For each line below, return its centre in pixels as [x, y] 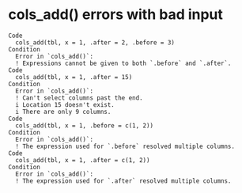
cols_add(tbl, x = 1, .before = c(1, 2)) [85, 125]
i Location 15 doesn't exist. [65, 104]
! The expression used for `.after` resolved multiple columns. [123, 181]
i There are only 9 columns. [63, 112]
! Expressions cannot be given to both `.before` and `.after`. [123, 63]
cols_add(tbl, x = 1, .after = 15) [74, 77]
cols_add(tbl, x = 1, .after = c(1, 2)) [83, 160]
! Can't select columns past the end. [79, 98]
